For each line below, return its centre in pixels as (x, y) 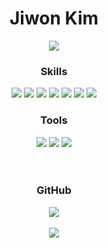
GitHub (54, 190)
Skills (54, 71)
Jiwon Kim (54, 18)
